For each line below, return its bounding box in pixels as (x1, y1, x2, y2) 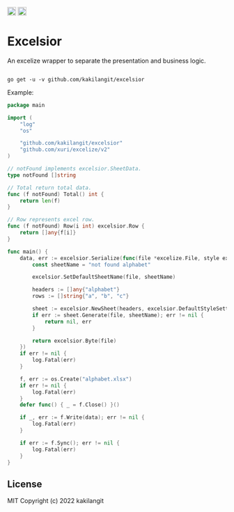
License (7, 478, 42, 490)
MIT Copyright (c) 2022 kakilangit (7, 497, 104, 505)
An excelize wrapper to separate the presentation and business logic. (7, 56, 207, 65)
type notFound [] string (7, 171, 77, 179)
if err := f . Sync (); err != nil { (19, 439, 120, 447)
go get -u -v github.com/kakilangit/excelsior (7, 76, 145, 83)
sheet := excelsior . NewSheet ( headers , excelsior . (32, 305, 179, 312)
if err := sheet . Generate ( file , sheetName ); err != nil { (32, 312, 204, 319)
